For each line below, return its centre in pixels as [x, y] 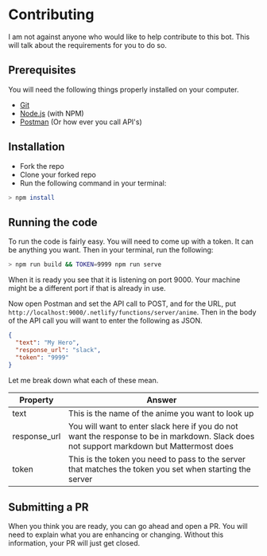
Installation [37, 147]
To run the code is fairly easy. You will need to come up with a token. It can [131, 241]
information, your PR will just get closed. [74, 543]
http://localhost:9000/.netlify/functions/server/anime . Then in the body [132, 312]
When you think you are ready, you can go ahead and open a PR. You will [128, 527]
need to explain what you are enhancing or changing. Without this [116, 534]
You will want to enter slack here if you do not [153, 426]
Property [37, 400]
